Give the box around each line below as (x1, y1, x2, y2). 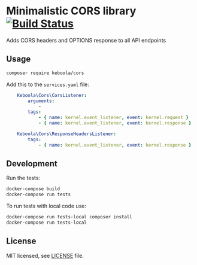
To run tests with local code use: (6, 202, 87, 210)
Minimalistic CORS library (6, 4, 137, 18)
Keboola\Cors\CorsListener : (17, 92, 87, 98)
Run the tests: (6, 175, 41, 182)
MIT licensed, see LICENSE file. (6, 252, 84, 259)
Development (6, 159, 58, 169)
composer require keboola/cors (6, 70, 84, 76)
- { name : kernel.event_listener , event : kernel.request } (38, 115, 189, 121)
